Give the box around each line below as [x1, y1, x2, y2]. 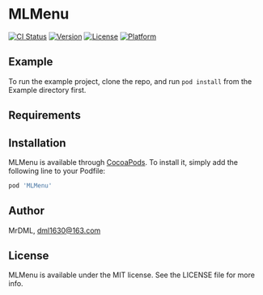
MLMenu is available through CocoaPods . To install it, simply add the [8, 157, 239, 166]
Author [8, 204, 45, 218]
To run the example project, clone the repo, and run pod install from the [8, 76, 252, 86]
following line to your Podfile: [8, 166, 106, 175]
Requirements [8, 108, 81, 122]
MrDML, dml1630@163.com [8, 225, 101, 235]
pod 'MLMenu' [8, 181, 53, 190]
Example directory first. [8, 85, 87, 95]
